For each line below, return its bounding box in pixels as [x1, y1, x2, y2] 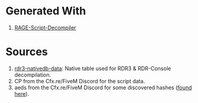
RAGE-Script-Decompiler [14, 24, 77, 31]
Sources [5, 45, 48, 59]
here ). [14, 90, 29, 97]
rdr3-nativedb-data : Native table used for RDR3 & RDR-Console [14, 65, 171, 72]
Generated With [5, 4, 86, 18]
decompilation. [14, 71, 51, 78]
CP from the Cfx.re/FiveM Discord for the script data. [14, 77, 145, 84]
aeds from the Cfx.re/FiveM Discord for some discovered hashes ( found [14, 84, 192, 91]
